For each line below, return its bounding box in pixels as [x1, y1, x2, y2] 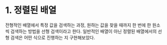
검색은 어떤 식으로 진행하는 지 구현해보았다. [10, 34, 96, 40]
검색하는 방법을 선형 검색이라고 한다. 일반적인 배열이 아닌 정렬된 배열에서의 [10, 28, 157, 34]
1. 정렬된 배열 [5, 4, 57, 16]
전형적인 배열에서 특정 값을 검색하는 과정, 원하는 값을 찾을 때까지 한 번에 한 [5, 22, 151, 28]
